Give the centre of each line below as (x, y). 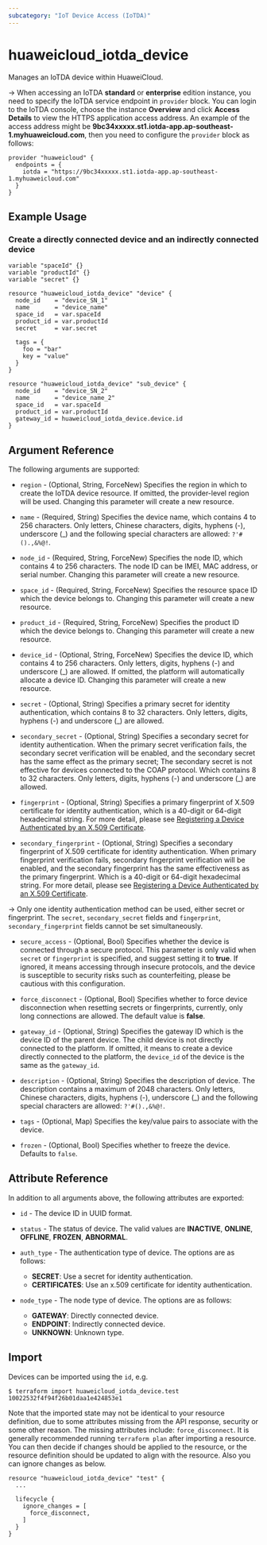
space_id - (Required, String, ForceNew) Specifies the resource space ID (139, 590)
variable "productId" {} (49, 273)
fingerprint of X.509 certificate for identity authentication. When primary (138, 852)
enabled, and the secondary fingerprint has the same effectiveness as (135, 868)
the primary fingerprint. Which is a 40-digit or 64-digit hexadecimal (130, 877)
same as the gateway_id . (60, 1066)
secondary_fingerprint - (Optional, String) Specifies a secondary (126, 843)
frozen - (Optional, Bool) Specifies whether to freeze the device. (125, 1145)
